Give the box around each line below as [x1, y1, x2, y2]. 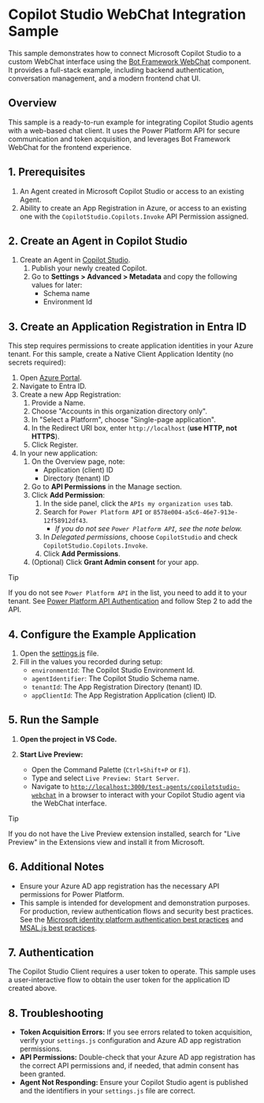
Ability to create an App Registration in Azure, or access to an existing [19, 203, 247, 212]
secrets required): [8, 357, 66, 368]
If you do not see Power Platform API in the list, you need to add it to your [8, 588, 247, 597]
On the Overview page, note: [31, 457, 125, 466]
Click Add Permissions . [43, 549, 121, 559]
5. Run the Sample [8, 713, 99, 727]
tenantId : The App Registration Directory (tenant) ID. [31, 682, 203, 691]
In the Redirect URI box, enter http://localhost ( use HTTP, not [31, 424, 238, 433]
